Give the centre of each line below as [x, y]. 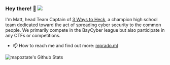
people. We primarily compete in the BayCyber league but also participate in [85, 30]
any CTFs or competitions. [33, 36]
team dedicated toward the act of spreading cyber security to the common [83, 25]
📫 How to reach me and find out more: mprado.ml [65, 46]
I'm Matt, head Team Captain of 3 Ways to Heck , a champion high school [81, 20]
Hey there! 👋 [21, 9]
